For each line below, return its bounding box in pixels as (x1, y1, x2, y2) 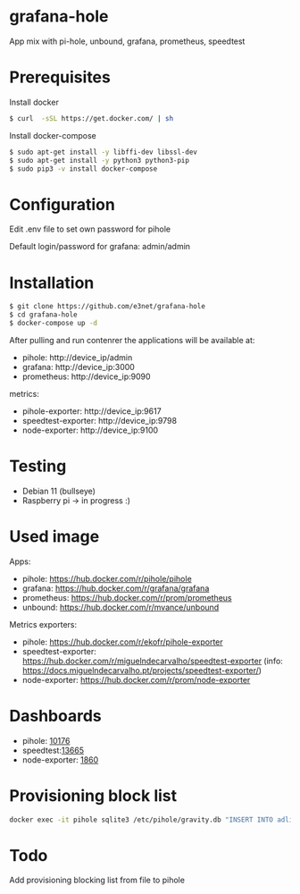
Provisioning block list (9, 785, 177, 805)
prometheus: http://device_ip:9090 (21, 371, 151, 382)
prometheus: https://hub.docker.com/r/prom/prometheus (21, 592, 232, 603)
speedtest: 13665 (21, 745, 85, 755)
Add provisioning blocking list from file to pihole (9, 874, 186, 886)
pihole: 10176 (21, 735, 71, 746)
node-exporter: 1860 (21, 754, 99, 765)
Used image (9, 527, 100, 546)
